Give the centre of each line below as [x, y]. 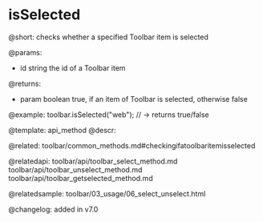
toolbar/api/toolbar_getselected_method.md [81, 178]
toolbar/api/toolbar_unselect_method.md [75, 169]
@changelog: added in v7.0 [53, 209]
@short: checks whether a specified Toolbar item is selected [108, 37]
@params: [25, 52]
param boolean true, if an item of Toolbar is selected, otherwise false [134, 99]
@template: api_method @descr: [62, 130]
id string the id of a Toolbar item [73, 68]
